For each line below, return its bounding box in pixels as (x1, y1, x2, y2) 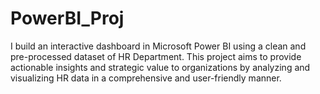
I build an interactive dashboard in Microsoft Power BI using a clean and (10, 40, 307, 52)
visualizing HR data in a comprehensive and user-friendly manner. (10, 72, 282, 84)
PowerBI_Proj (10, 7, 125, 30)
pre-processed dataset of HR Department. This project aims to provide (10, 50, 302, 62)
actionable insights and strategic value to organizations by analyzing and (10, 61, 311, 73)
